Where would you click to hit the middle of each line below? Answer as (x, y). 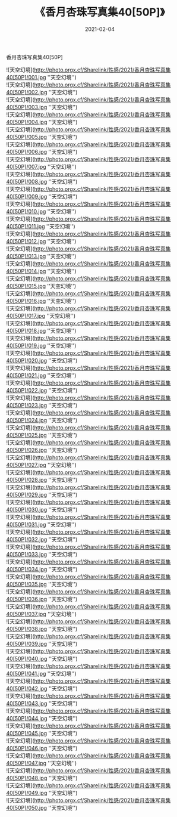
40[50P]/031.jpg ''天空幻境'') (41, 524)
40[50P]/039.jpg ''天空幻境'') (42, 643)
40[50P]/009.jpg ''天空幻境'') (42, 196)
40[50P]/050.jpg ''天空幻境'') (42, 807)
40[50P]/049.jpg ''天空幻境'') (42, 793)
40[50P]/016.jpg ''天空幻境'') (41, 301)
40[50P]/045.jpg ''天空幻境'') (42, 733)
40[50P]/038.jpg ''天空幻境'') (42, 629)
